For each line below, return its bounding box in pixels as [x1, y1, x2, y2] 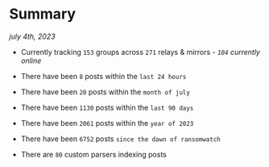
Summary [9, 5, 76, 23]
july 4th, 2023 [9, 31, 56, 41]
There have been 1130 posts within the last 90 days [20, 102, 194, 112]
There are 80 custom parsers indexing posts [20, 149, 168, 159]
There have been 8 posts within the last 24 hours [20, 71, 187, 81]
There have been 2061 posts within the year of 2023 [20, 118, 194, 127]
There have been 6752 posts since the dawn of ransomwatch [20, 134, 221, 144]
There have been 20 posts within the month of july [20, 86, 190, 97]
